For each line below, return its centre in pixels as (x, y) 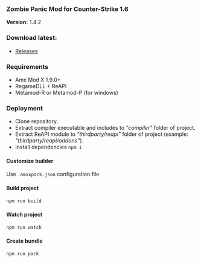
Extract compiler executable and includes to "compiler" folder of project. (105, 128)
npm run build (24, 201)
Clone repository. (37, 121)
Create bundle (25, 241)
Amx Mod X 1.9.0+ (38, 80)
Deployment (25, 108)
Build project (23, 188)
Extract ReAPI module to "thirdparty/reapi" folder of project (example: (101, 134)
